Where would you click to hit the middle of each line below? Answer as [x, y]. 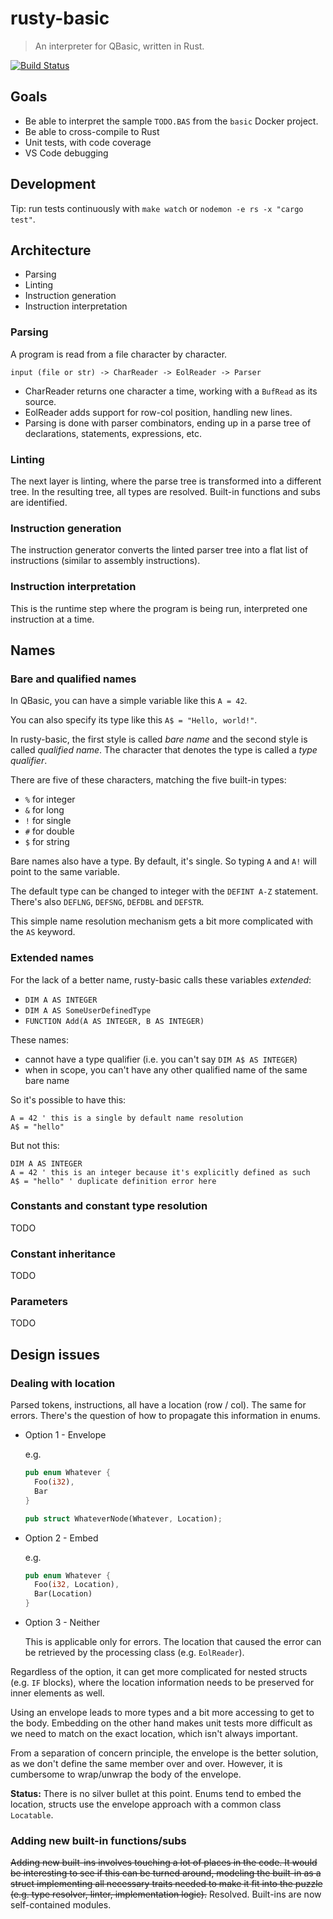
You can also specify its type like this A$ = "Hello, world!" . [134, 720]
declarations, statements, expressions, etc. [113, 433]
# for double [49, 831]
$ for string [47, 842]
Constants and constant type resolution [109, 1206]
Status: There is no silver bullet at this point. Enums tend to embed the [156, 1793]
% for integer [50, 799]
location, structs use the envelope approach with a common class [146, 1804]
